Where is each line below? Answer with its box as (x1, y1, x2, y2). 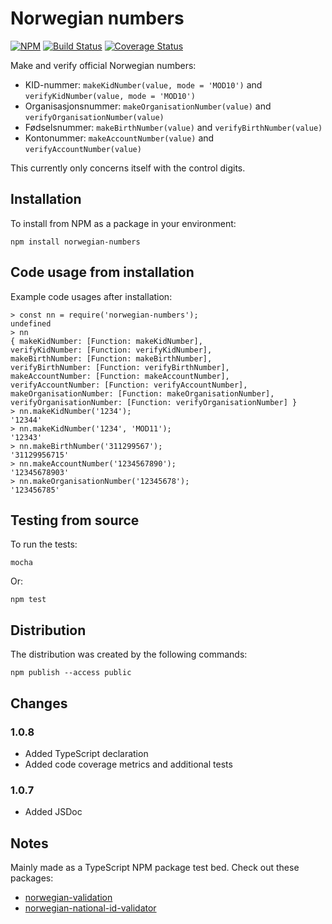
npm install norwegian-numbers (10, 237, 141, 247)
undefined (10, 318, 52, 329)
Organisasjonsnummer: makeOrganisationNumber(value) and (24, 100, 272, 112)
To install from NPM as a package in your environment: (10, 217, 237, 229)
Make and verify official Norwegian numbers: (10, 59, 197, 71)
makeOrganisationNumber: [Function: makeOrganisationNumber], (10, 388, 275, 399)
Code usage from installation (10, 264, 195, 281)
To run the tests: (10, 538, 78, 551)
